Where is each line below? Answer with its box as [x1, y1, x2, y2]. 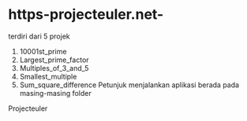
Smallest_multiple [19, 71, 77, 81]
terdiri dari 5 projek [8, 31, 70, 41]
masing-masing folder [19, 88, 92, 97]
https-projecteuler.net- [8, 5, 164, 24]
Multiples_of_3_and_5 [19, 63, 89, 72]
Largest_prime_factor [19, 55, 89, 64]
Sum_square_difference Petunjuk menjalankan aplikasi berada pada [19, 80, 239, 90]
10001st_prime [19, 46, 67, 56]
